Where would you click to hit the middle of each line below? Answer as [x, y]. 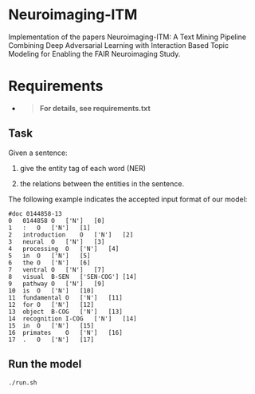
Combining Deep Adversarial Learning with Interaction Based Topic [119, 45]
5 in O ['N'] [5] [49, 256]
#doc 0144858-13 [35, 213]
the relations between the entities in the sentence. [102, 183]
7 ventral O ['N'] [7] [57, 269]
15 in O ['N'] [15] [51, 325]
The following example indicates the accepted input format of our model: [128, 199]
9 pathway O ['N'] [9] [57, 284]
